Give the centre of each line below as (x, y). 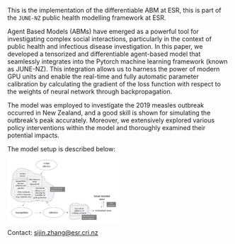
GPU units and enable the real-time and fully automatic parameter (103, 76)
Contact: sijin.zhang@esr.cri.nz (53, 233)
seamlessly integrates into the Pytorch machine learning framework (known (117, 62)
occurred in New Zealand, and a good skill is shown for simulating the (109, 113)
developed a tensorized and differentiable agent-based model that (104, 54)
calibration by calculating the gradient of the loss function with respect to (114, 84)
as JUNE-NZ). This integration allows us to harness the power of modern (114, 69)
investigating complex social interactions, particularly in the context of (110, 39)
